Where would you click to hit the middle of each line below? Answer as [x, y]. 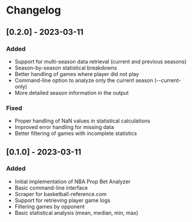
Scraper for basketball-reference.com [61, 194]
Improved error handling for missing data [64, 127]
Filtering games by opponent [49, 206]
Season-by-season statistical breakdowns [66, 68]
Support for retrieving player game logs [62, 200]
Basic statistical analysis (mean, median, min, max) [76, 213]
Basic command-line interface [51, 188]
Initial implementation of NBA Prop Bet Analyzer [72, 181]
